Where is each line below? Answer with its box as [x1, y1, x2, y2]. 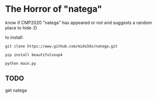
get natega [5, 87, 27, 93]
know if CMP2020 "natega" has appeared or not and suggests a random [5, 20, 153, 25]
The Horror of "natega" [5, 3, 102, 15]
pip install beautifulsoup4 [5, 52, 63, 57]
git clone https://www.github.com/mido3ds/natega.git [5, 44, 118, 49]
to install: [5, 34, 24, 40]
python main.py [5, 61, 36, 66]
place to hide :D [5, 24, 37, 30]
